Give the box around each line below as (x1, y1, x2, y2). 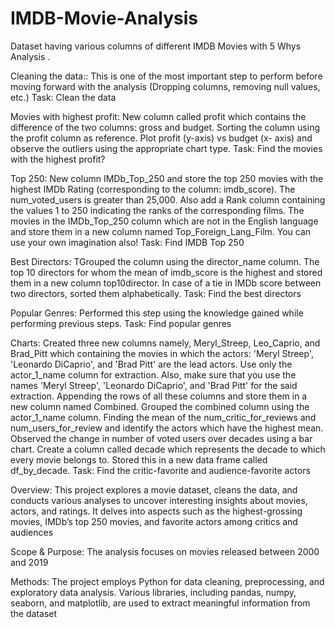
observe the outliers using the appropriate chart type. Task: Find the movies (10, 142, 323, 154)
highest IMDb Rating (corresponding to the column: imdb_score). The (10, 183, 296, 195)
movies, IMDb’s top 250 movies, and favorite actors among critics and (10, 515, 298, 527)
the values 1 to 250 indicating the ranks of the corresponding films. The (10, 204, 305, 216)
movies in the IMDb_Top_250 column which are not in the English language (10, 215, 319, 227)
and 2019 (10, 556, 49, 568)
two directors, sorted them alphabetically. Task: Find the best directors (10, 287, 302, 299)
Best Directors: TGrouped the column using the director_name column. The (10, 255, 320, 267)
